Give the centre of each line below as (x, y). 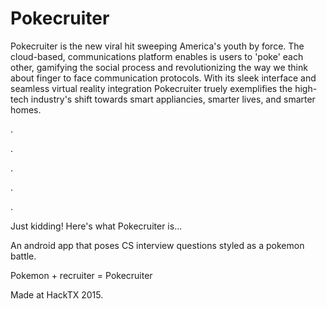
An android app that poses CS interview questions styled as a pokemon (157, 245)
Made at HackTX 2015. (57, 294)
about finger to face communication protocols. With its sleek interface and (163, 78)
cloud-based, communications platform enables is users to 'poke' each (157, 56)
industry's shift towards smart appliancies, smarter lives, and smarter (173, 99)
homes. (26, 109)
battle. (23, 256)
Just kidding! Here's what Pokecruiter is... (96, 226)
